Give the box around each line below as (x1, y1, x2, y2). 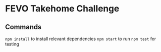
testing (5, 41, 19, 47)
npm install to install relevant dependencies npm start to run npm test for (5, 36, 156, 42)
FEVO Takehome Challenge (5, 3, 120, 14)
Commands (5, 23, 42, 31)
